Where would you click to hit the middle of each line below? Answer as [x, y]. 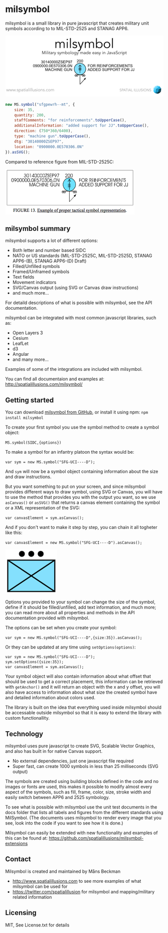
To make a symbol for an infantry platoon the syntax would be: [70, 452]
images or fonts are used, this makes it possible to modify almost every [79, 787]
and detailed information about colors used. [50, 698]
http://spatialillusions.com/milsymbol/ [44, 384]
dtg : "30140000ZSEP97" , [39, 142]
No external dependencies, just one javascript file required [73, 761]
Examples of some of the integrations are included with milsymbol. [74, 369]
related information [32, 897]
